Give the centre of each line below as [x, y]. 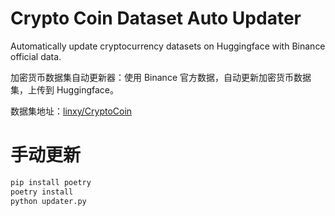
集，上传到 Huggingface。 [65, 89]
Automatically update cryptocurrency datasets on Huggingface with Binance [168, 46]
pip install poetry [51, 182]
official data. [36, 56]
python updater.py [48, 201]
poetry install [42, 192]
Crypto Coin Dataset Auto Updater [156, 18]
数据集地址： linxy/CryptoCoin [71, 111]
